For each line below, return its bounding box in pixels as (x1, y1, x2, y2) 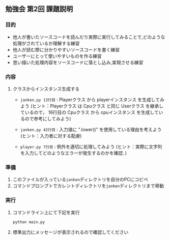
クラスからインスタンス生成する (12, 85, 80, 92)
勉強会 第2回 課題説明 (5, 5, 73, 14)
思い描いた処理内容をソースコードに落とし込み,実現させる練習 (12, 59, 144, 65)
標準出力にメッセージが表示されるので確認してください (12, 229, 129, 235)
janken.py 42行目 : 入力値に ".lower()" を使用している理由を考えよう (20, 126, 162, 132)
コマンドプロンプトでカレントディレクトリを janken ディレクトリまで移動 (12, 183, 164, 189)
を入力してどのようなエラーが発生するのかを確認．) (20, 149, 127, 156)
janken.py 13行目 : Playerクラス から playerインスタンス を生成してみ (20, 96, 164, 103)
